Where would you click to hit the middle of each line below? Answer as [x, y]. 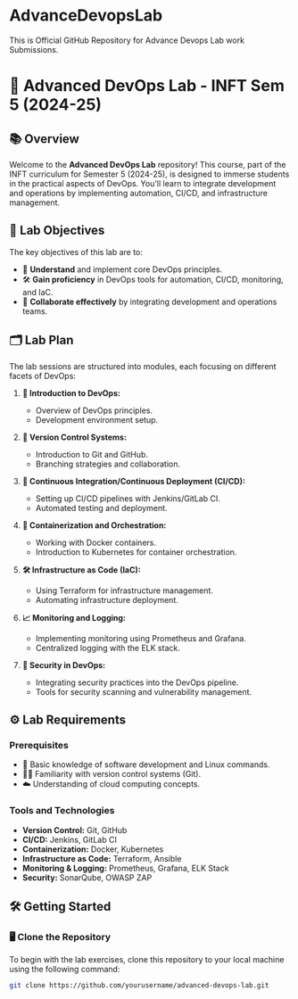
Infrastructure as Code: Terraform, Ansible [102, 858]
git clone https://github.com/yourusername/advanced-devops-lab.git [139, 986]
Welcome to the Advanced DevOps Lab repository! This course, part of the [148, 164]
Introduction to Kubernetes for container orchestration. [136, 552]
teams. [35, 311]
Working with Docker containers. [96, 542]
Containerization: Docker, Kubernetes [93, 849]
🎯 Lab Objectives [57, 231]
